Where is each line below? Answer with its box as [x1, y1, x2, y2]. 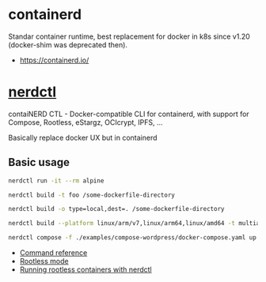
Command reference [19, 248, 88, 258]
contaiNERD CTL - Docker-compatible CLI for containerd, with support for [8, 109, 249, 118]
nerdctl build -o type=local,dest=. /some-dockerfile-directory [8, 205, 225, 213]
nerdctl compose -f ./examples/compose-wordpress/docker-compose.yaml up [8, 234, 257, 242]
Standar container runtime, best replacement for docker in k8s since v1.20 [8, 32, 251, 41]
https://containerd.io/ [19, 55, 89, 65]
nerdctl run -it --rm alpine [8, 176, 104, 185]
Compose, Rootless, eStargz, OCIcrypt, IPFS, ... [8, 117, 164, 127]
